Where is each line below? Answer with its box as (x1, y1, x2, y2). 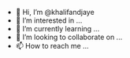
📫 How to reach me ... (15, 42, 89, 50)
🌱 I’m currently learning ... (15, 24, 100, 33)
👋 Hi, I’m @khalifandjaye (15, 8, 95, 16)
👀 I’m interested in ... (15, 16, 83, 25)
